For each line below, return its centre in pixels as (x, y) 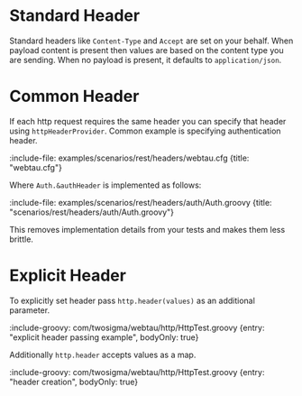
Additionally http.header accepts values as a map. (103, 355)
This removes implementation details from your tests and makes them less (147, 229)
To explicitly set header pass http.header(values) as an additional (132, 300)
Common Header (74, 97)
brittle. (22, 239)
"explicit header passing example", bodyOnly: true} (104, 337)
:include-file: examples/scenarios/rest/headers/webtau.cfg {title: (129, 158)
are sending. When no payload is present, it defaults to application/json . (146, 60)
